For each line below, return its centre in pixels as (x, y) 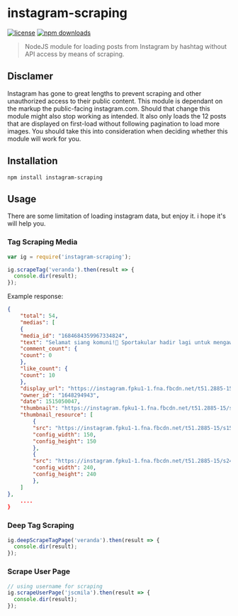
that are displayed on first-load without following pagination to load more (114, 123)
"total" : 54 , (39, 316)
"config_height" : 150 (65, 441)
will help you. (27, 224)
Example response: (35, 297)
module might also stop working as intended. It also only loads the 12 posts (117, 116)
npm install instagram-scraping (55, 177)
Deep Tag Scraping (41, 525)
